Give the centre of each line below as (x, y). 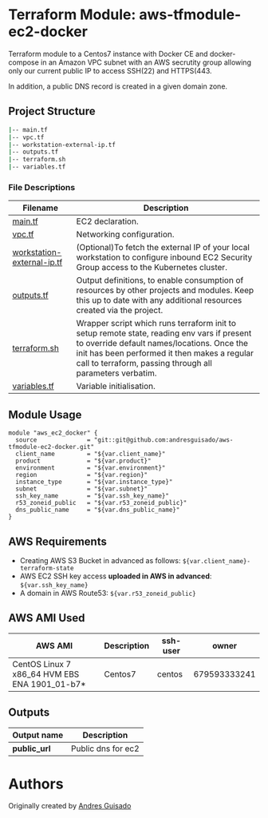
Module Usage (45, 414)
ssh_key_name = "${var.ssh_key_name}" (93, 496)
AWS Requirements (58, 541)
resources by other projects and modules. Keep (165, 291)
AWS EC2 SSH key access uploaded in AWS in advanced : (116, 576)
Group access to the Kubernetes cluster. (152, 268)
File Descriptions (42, 187)
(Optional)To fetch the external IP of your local (163, 248)
